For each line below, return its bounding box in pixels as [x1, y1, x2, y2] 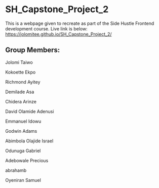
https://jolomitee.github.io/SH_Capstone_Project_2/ [5, 31, 112, 37]
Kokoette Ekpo [5, 69, 36, 75]
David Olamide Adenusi [5, 108, 54, 115]
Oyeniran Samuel [5, 177, 42, 183]
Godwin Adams [5, 128, 37, 134]
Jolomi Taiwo [5, 59, 33, 65]
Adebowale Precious [5, 157, 49, 163]
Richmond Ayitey [5, 79, 41, 85]
